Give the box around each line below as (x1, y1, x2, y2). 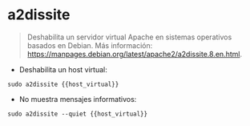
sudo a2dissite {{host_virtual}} (7, 80, 119, 88)
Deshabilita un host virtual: (18, 64, 107, 74)
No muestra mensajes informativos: (18, 94, 137, 104)
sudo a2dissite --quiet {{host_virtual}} (7, 110, 148, 118)
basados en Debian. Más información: (26, 40, 153, 50)
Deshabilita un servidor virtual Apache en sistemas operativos (26, 32, 232, 42)
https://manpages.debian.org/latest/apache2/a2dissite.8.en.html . (26, 49, 242, 59)
